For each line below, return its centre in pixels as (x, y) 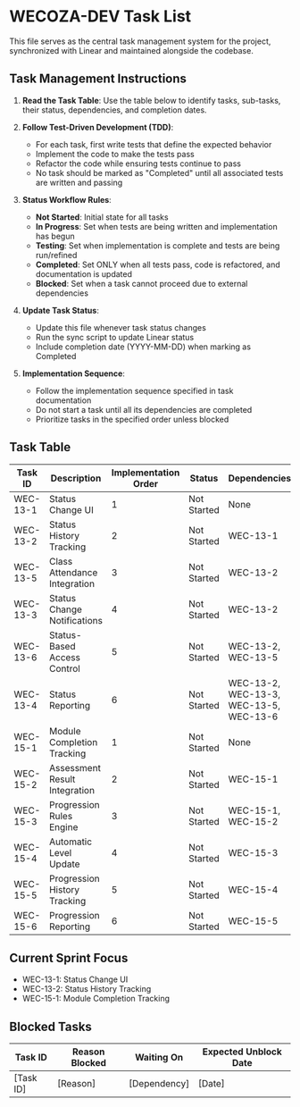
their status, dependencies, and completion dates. (114, 110)
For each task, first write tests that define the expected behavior (154, 144)
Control (64, 668)
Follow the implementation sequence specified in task (134, 390)
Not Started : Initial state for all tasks (102, 217)
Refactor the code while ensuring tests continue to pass (138, 164)
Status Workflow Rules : (67, 199)
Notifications (75, 620)
